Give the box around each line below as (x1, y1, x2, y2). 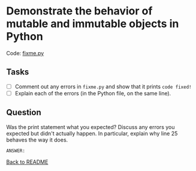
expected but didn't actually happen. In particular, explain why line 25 (6, 130, 178, 137)
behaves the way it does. (6, 136, 68, 143)
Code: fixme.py (6, 49, 44, 56)
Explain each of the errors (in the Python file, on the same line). (14, 89, 171, 97)
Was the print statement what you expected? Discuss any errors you (6, 123, 175, 130)
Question (6, 107, 41, 118)
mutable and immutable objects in (6, 17, 179, 31)
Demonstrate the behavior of (6, 4, 153, 18)
